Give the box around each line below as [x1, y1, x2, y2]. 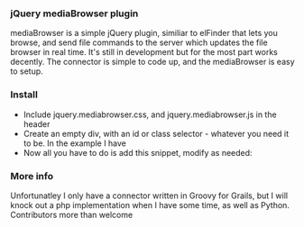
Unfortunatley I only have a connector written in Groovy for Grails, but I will [10, 190, 288, 201]
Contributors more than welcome [10, 209, 134, 220]
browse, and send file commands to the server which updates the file [10, 37, 269, 48]
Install [10, 88, 39, 101]
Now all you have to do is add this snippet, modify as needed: [23, 147, 253, 158]
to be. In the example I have [23, 138, 127, 149]
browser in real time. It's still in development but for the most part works [10, 47, 279, 58]
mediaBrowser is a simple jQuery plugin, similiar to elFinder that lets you [10, 28, 279, 39]
